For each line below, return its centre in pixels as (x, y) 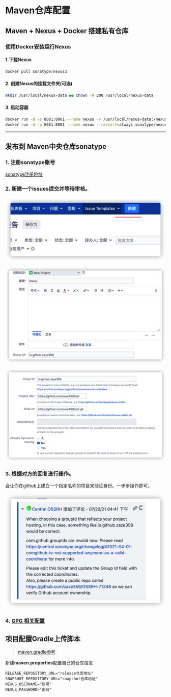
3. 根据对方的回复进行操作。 (40, 474)
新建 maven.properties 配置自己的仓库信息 (49, 663)
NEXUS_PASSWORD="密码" (28, 690)
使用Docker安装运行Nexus (38, 46)
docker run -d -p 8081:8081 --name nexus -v (53, 119)
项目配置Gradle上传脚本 (43, 639)
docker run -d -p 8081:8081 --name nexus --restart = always (69, 125)
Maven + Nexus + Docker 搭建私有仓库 (67, 31)
